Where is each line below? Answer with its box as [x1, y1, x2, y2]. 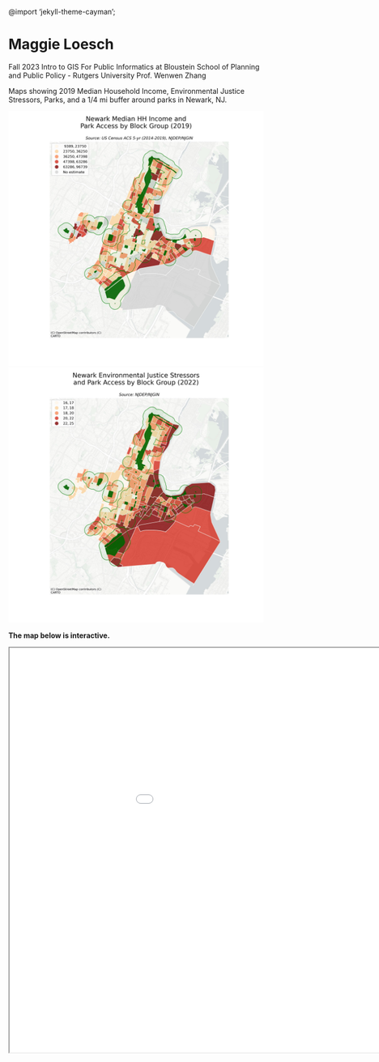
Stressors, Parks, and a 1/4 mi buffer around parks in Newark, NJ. [8, 95, 228, 104]
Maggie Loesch [8, 36, 114, 53]
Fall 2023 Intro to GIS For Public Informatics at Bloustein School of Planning [8, 62, 260, 71]
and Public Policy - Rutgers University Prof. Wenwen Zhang [8, 70, 207, 80]
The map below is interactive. [8, 631, 111, 640]
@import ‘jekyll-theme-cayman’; [8, 7, 116, 16]
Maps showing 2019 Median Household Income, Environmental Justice [8, 86, 245, 96]
